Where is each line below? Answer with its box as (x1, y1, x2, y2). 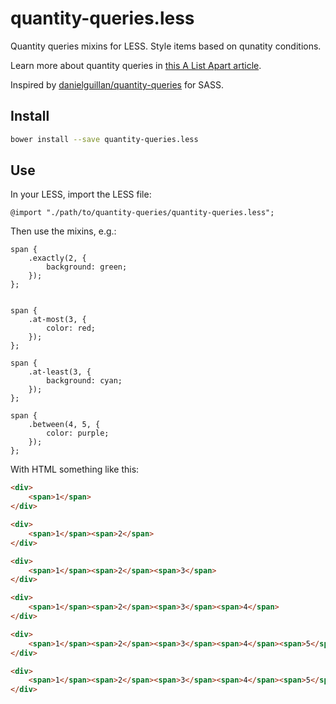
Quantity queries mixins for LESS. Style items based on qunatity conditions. (10, 40, 322, 52)
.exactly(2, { (28, 253, 87, 264)
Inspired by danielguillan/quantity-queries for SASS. (10, 78, 224, 91)
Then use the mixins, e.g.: (10, 225, 117, 237)
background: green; (46, 262, 128, 272)
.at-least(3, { (28, 367, 92, 377)
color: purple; (46, 428, 110, 439)
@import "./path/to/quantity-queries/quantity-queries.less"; (10, 208, 275, 218)
